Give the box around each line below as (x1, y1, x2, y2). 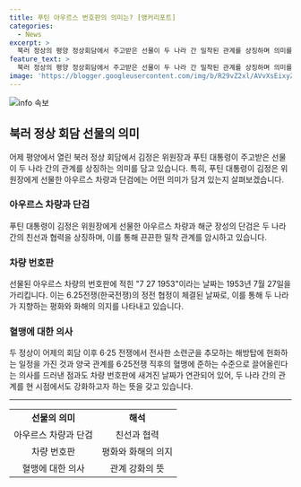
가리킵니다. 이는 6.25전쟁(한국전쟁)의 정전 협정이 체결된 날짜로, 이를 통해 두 (9, 290, 273, 300)
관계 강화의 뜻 (109, 463, 165, 475)
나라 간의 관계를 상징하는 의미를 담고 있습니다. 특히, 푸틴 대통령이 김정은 (28, 162, 279, 173)
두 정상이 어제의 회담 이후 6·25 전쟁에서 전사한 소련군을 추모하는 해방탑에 (9, 347, 264, 359)
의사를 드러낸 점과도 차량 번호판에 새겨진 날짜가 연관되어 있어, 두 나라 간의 (18, 370, 277, 381)
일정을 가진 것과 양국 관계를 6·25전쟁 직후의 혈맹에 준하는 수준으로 (18, 359, 251, 370)
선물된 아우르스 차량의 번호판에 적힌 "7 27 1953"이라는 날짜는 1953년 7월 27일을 (9, 279, 291, 290)
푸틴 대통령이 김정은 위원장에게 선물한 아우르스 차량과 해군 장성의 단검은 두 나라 (9, 221, 287, 231)
